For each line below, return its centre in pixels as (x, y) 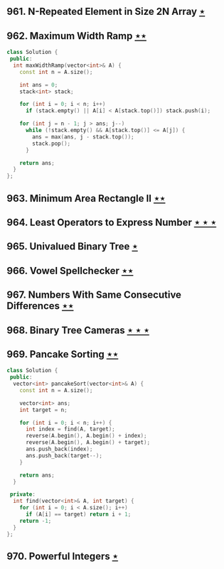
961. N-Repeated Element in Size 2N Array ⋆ (106, 12)
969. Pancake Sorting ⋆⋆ (63, 354)
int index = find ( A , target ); (70, 429)
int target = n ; (44, 410)
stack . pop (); (52, 143)
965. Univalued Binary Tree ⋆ (72, 247)
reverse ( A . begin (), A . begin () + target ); (88, 443)
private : (23, 494)
